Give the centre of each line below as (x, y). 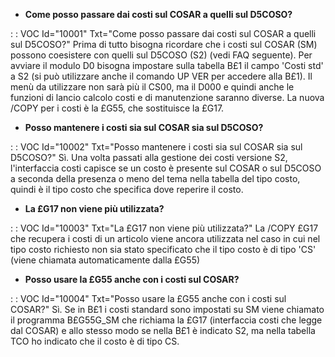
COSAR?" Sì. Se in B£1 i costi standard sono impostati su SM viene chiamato (167, 309)
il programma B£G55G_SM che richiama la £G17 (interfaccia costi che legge (166, 320)
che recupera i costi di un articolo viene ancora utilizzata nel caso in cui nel (165, 238)
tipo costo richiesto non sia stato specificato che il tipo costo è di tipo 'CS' (163, 249)
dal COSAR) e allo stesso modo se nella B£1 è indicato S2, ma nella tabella (163, 330)
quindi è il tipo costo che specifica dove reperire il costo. (127, 189)
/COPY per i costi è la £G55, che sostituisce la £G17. (117, 108)
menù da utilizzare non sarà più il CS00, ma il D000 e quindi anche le (152, 87)
